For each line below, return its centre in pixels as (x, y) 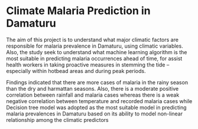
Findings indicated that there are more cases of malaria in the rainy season (97, 82)
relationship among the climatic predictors (57, 120)
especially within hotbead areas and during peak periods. (76, 71)
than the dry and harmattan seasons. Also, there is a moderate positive (92, 88)
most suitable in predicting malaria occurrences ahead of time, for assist (94, 58)
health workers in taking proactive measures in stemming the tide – (88, 64)
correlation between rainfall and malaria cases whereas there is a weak (93, 95)
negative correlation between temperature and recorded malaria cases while (99, 101)
